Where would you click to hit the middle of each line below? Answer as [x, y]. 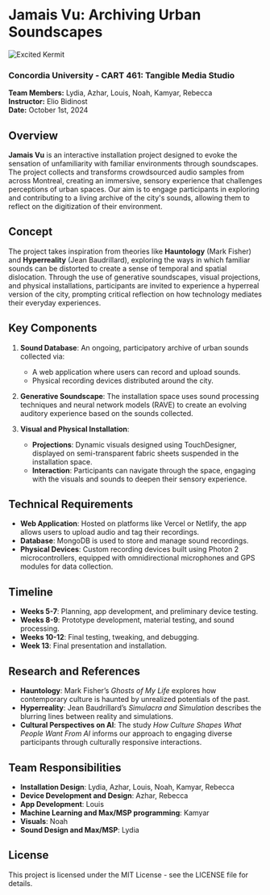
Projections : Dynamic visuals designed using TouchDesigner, [134, 444]
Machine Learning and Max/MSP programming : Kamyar [114, 813]
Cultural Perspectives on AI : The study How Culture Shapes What [131, 725]
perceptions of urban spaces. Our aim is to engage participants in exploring [134, 189]
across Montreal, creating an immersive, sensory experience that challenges [135, 181]
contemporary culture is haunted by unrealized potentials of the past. [135, 700]
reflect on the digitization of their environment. [85, 207]
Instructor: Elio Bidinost [48, 102]
